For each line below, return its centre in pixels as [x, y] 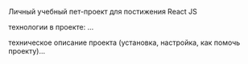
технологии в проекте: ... [51, 27]
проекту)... [27, 51]
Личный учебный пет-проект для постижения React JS [103, 12]
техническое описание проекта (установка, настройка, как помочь [124, 42]
